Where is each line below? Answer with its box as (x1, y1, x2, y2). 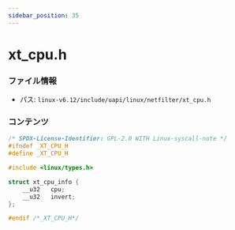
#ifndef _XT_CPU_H (8, 142, 69, 150)
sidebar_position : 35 (8, 11, 80, 20)
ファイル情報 (8, 75, 58, 86)
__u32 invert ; (22, 193, 76, 201)
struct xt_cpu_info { (8, 178, 80, 186)
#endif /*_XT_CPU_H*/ (8, 214, 80, 222)
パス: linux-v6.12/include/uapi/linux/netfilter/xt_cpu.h (19, 95, 211, 104)
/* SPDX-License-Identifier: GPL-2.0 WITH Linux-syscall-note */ (8, 135, 227, 143)
